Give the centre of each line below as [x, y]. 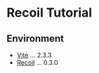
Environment [35, 39]
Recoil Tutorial [49, 13]
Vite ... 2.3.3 [34, 55]
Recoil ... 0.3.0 [37, 63]
